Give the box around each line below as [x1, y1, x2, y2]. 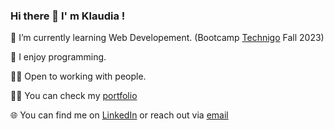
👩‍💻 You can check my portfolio [10, 90, 138, 102]
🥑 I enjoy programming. [10, 51, 107, 63]
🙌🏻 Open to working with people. [10, 70, 147, 83]
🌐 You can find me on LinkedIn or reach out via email [10, 109, 229, 121]
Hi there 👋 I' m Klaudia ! [10, 9, 126, 23]
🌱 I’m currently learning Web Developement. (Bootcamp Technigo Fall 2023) [10, 32, 325, 44]
